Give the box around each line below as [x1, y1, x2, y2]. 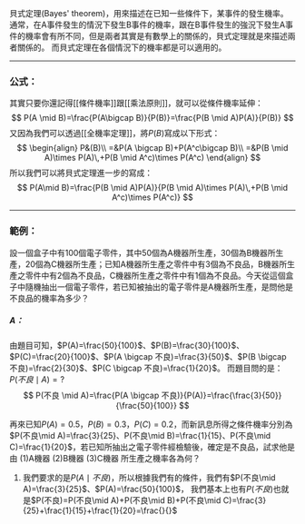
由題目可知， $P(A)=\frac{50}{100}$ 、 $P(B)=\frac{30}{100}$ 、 [9, 340, 245, 351]
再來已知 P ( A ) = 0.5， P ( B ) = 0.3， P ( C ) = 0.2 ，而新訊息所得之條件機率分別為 [9, 419, 293, 430]
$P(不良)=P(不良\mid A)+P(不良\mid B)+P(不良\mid [30, 494, 221, 506]
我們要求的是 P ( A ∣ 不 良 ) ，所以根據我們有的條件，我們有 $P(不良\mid [22, 471, 276, 483]
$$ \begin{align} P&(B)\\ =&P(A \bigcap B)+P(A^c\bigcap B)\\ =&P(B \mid [16, 143, 289, 153]
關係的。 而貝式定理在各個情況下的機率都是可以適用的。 [16, 42, 227, 53]
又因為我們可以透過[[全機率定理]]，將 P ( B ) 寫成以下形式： [9, 128, 221, 139]
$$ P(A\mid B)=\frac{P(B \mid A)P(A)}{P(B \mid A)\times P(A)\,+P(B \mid [16, 183, 289, 193]
